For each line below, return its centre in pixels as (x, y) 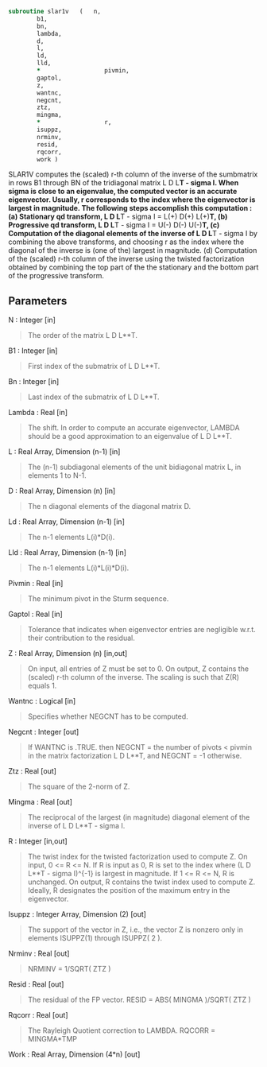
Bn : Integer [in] (34, 382)
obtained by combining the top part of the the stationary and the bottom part (133, 267)
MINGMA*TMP (52, 1039)
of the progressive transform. (56, 276)
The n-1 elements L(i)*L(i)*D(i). (78, 568)
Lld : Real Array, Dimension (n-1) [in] (68, 553)
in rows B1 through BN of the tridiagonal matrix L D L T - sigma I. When (124, 183)
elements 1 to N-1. (57, 475)
